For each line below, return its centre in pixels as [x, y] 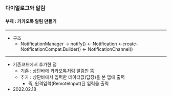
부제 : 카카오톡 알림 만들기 [31, 21]
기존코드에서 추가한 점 [35, 65]
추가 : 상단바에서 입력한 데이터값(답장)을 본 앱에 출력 [72, 77]
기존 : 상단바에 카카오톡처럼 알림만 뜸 [57, 71]
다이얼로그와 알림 [25, 8]
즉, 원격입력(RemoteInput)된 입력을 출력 [68, 84]
